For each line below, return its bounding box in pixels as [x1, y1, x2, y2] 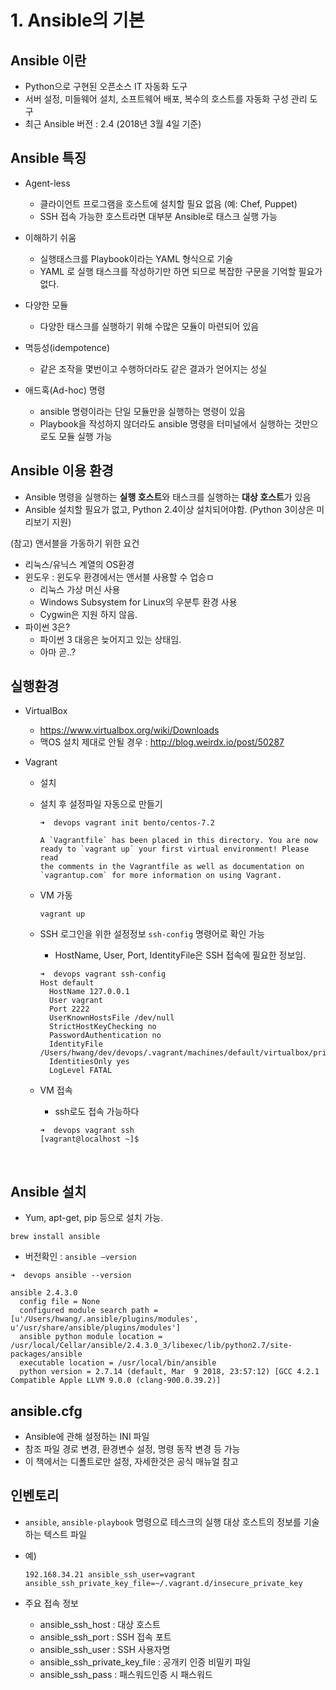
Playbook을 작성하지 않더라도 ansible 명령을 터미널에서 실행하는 [39, 417, 292, 430]
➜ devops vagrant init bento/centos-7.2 [39, 818, 215, 828]
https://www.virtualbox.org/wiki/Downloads [39, 724, 220, 736]
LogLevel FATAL [48, 1066, 113, 1076]
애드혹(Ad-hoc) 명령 [24, 384, 106, 396]
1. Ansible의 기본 [10, 9, 145, 32]
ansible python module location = [19, 1332, 163, 1342]
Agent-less [24, 177, 71, 189]
